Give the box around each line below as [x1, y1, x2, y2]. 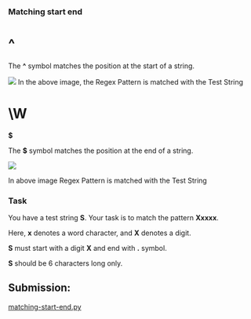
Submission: [8, 281, 71, 295]
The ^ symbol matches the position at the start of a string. [8, 61, 195, 71]
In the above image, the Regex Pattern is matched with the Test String [17, 77, 244, 86]
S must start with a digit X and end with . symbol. [8, 244, 167, 253]
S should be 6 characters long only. [8, 259, 123, 268]
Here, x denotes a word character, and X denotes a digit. [8, 228, 191, 237]
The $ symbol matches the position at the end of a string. [8, 146, 194, 155]
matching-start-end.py [8, 302, 82, 311]
